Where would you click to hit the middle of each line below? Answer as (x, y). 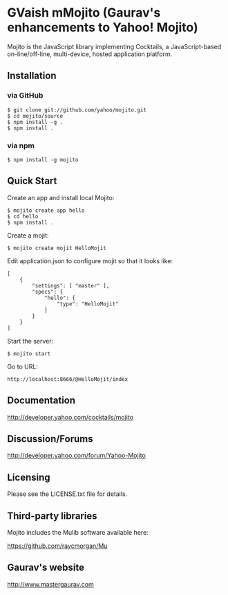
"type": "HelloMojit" (87, 304)
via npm (21, 145)
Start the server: (30, 341)
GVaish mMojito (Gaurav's (84, 13)
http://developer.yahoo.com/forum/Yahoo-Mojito (77, 456)
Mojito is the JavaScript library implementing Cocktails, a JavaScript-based (114, 46)
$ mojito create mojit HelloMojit (57, 248)
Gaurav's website (46, 568)
